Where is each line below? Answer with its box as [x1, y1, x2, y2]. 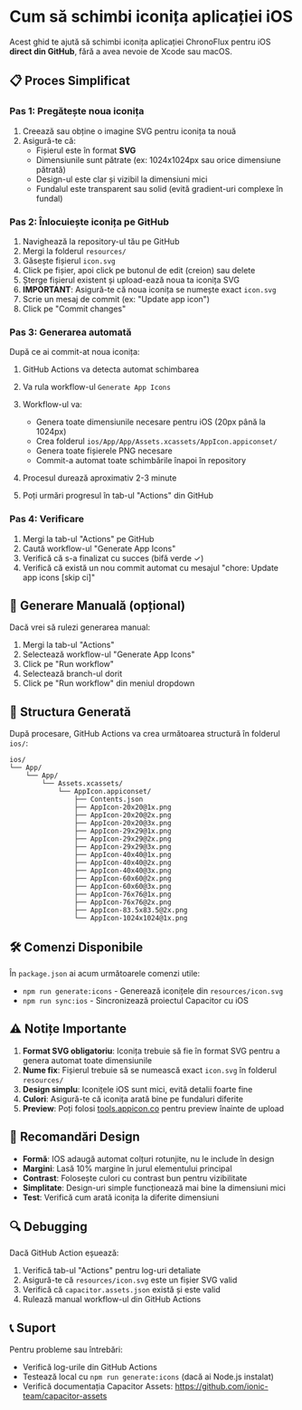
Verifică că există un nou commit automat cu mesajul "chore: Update [22, 562, 278, 573]
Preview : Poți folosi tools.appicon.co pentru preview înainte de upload [22, 1102, 285, 1114]
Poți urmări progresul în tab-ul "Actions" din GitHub [22, 491, 214, 501]
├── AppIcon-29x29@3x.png [73, 843, 172, 852]
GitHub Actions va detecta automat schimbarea [22, 364, 200, 375]
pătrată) [35, 164, 66, 175]
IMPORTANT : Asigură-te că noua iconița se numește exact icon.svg [22, 283, 277, 295]
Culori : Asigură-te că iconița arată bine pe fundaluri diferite [22, 1093, 244, 1104]
